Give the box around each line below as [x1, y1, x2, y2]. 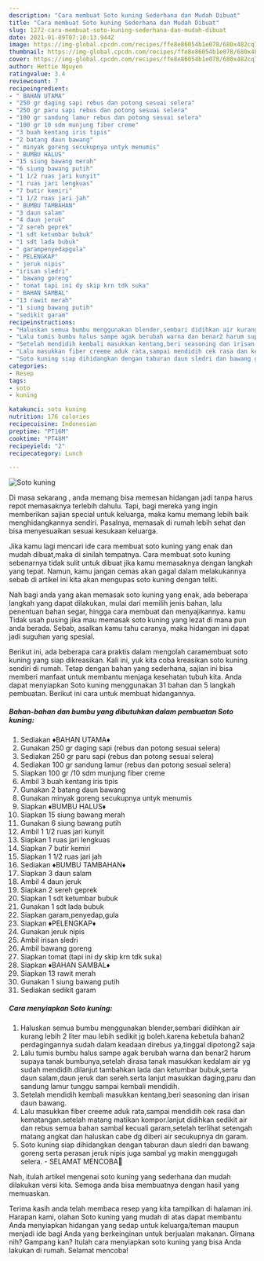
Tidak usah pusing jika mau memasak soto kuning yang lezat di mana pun [9, 615, 247, 625]
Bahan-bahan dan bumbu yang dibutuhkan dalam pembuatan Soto [9, 706, 234, 716]
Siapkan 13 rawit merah [20, 969, 96, 978]
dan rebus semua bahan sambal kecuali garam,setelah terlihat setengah [20, 1124, 253, 1133]
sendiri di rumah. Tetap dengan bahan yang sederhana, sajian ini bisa [9, 664, 233, 673]
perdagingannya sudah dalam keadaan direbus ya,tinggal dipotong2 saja [20, 1040, 255, 1050]
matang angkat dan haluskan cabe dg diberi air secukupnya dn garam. [20, 1132, 248, 1142]
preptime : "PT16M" [9, 427, 69, 435]
